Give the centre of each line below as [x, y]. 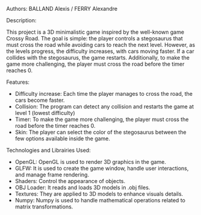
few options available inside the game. [62, 139]
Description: [21, 20]
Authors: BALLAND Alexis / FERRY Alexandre [62, 9]
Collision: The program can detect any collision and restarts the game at [104, 107]
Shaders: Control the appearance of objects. [70, 181]
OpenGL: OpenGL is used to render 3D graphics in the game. [91, 162]
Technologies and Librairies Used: [49, 150]
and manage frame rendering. [52, 175]
